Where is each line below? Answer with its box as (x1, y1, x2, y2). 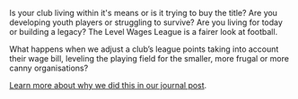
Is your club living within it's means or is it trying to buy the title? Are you (9, 8, 278, 18)
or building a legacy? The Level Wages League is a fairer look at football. (9, 27, 278, 37)
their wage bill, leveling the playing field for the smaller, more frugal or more (9, 54, 290, 63)
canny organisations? (9, 62, 89, 73)
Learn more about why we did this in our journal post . (9, 80, 207, 90)
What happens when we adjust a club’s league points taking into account (9, 44, 279, 54)
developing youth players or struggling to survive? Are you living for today (9, 17, 283, 28)
